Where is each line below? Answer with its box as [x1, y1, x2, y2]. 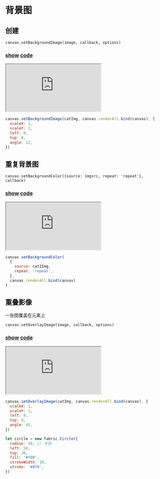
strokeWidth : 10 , [10, 460, 47, 465]
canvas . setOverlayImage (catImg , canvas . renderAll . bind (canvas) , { [5, 398, 148, 404]
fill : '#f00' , [10, 455, 39, 460]
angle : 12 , [10, 140, 33, 145]
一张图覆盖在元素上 [5, 312, 46, 318]
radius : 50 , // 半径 [10, 441, 52, 446]
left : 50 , [10, 446, 30, 451]
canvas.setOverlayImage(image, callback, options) [5, 323, 114, 328]
